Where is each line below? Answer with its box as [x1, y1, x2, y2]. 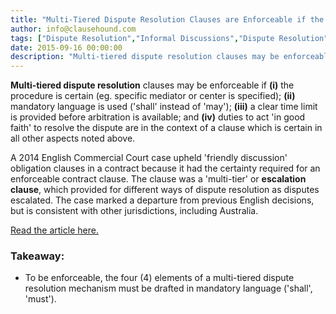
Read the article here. [10, 224, 99, 236]
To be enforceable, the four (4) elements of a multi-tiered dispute [24, 272, 295, 284]
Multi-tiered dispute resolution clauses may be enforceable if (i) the [10, 79, 295, 91]
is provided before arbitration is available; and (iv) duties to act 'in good [10, 111, 306, 123]
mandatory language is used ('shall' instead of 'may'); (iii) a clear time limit [10, 101, 318, 113]
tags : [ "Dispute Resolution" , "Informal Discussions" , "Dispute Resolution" [10, 33, 329, 43]
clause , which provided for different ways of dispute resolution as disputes [10, 184, 320, 196]
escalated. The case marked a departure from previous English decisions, [10, 194, 315, 206]
